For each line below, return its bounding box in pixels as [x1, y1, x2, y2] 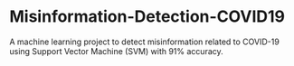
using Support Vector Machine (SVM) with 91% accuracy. [9, 45, 223, 56]
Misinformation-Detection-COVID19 [9, 6, 286, 27]
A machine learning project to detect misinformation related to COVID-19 [9, 36, 280, 47]
